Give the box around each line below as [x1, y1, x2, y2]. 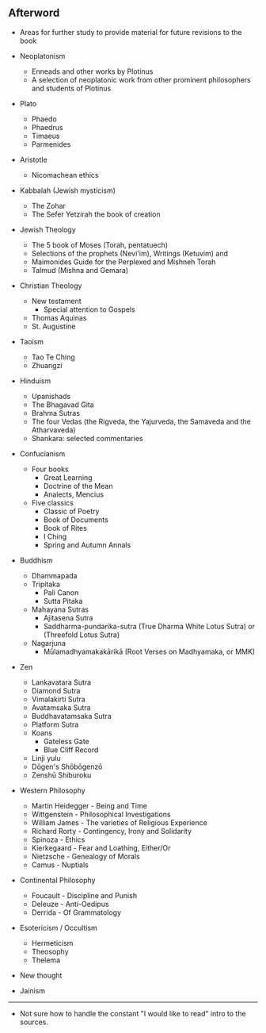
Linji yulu [31, 753, 61, 762]
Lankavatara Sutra [31, 678, 92, 687]
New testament [31, 296, 82, 305]
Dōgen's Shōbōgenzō [31, 762, 103, 771]
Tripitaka [31, 579, 61, 589]
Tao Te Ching [31, 352, 75, 362]
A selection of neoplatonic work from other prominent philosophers [31, 75, 251, 84]
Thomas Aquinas [31, 313, 87, 322]
